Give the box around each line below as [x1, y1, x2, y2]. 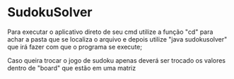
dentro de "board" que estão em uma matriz [7, 63, 136, 72]
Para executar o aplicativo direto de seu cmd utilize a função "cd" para [7, 28, 213, 36]
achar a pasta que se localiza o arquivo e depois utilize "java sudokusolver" [7, 35, 228, 43]
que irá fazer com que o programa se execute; [7, 42, 143, 51]
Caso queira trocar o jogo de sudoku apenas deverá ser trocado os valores [7, 56, 226, 64]
